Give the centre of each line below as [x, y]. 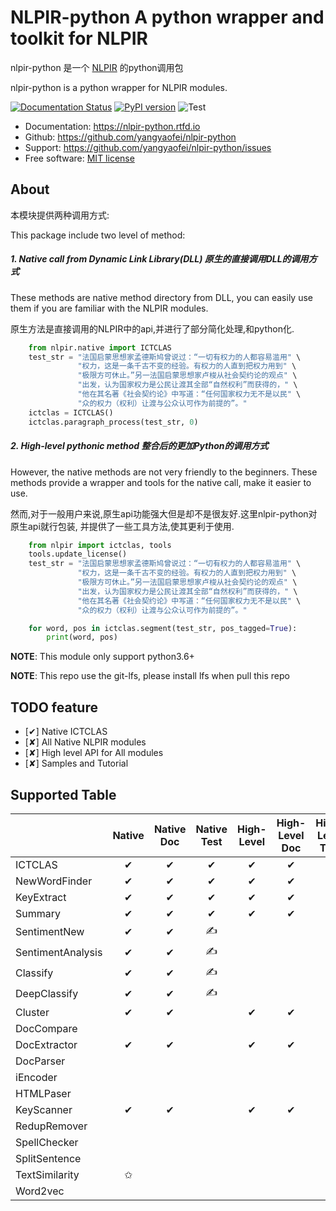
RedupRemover [51, 1126]
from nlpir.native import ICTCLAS [100, 347]
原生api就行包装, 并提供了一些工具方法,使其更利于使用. [122, 526]
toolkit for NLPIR [79, 38]
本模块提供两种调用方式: [60, 215]
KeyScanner [44, 1109]
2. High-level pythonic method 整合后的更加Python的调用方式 [139, 446]
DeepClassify [47, 994]
